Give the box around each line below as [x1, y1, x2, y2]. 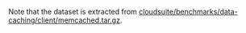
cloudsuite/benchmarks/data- [138, 7, 238, 16]
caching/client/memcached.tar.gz [8, 15, 121, 25]
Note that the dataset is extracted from [8, 7, 137, 16]
